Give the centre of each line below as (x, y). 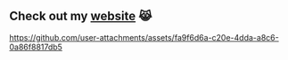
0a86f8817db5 (36, 47)
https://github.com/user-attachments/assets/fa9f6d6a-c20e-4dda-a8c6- (144, 37)
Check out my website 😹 (81, 16)
